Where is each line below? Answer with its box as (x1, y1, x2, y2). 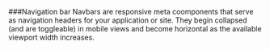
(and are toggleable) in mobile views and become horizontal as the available (8, 24, 262, 33)
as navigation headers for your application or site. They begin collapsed (8, 15, 247, 25)
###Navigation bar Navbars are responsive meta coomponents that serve (8, 7, 254, 16)
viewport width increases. (8, 32, 95, 42)
